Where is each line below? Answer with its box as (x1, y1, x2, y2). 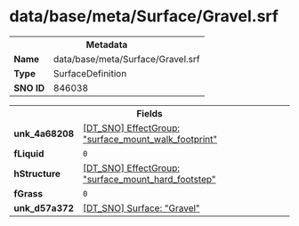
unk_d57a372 (13, 202, 74, 214)
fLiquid (13, 147, 44, 159)
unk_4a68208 (13, 127, 75, 140)
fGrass (13, 187, 43, 199)
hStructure (13, 167, 61, 180)
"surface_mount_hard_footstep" (83, 173, 216, 185)
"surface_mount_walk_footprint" (83, 133, 218, 145)
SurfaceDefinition (53, 67, 127, 79)
